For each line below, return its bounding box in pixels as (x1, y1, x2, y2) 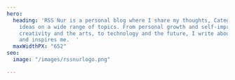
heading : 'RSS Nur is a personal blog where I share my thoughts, (13, 17, 211, 24)
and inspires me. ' (19, 36, 79, 44)
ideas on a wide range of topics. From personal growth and (19, 23, 199, 30)
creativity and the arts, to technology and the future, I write (19, 29, 215, 37)
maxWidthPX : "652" (13, 43, 67, 50)
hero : (6, 10, 22, 18)
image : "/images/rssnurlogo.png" (13, 56, 111, 63)
